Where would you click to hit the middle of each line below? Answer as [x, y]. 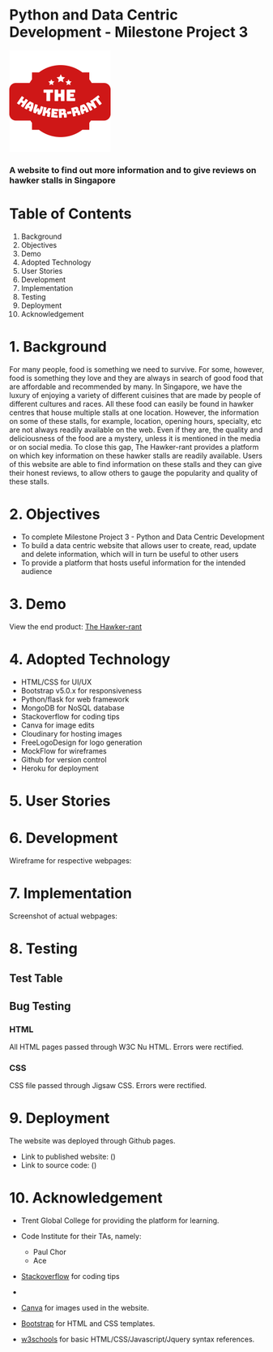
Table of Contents [70, 214]
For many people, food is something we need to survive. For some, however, [137, 369]
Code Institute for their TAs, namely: [81, 1237]
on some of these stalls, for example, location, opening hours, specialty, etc [136, 421]
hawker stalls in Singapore [62, 180]
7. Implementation [70, 893]
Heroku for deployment [60, 768]
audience [36, 571]
